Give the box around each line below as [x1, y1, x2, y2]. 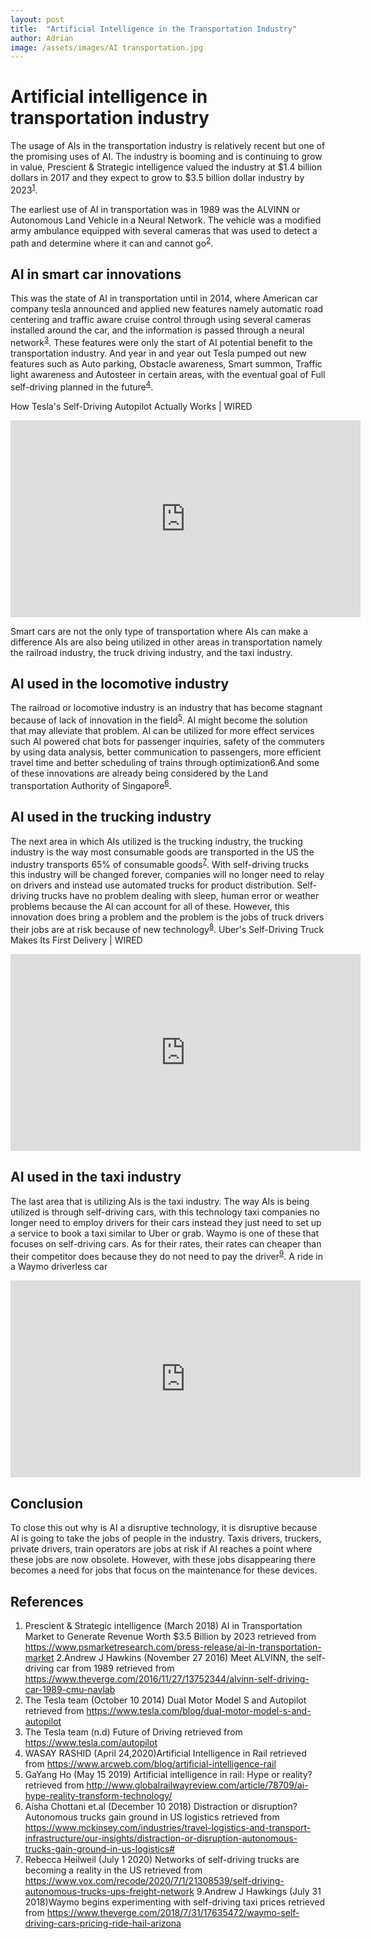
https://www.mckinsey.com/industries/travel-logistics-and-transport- [24, 1821, 312, 1833]
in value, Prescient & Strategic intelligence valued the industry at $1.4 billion [10, 161, 323, 173]
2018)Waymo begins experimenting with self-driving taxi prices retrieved [24, 1896, 325, 1908]
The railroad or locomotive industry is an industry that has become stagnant [10, 702, 323, 714]
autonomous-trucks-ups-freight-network [24, 1885, 195, 1897]
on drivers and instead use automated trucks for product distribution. [10, 879, 295, 891]
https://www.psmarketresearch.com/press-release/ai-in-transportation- [24, 1641, 322, 1653]
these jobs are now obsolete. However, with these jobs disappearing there [10, 1554, 316, 1566]
